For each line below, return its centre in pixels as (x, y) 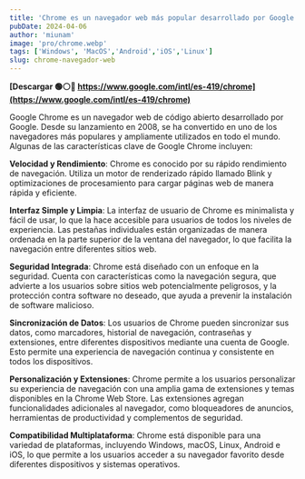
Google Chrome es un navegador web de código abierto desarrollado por (147, 117)
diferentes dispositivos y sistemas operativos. (95, 464)
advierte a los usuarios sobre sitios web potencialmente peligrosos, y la (143, 286)
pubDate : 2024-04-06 (49, 26)
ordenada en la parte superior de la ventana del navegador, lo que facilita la (151, 239)
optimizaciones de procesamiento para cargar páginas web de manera (142, 183)
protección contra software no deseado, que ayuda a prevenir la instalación (151, 295)
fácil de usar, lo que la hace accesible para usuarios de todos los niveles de (151, 220)
